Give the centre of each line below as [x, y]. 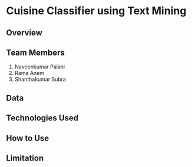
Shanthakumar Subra [40, 79]
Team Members [35, 52]
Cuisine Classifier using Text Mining [96, 11]
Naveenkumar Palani [40, 67]
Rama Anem [29, 73]
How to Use [28, 138]
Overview [24, 33]
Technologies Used [42, 118]
